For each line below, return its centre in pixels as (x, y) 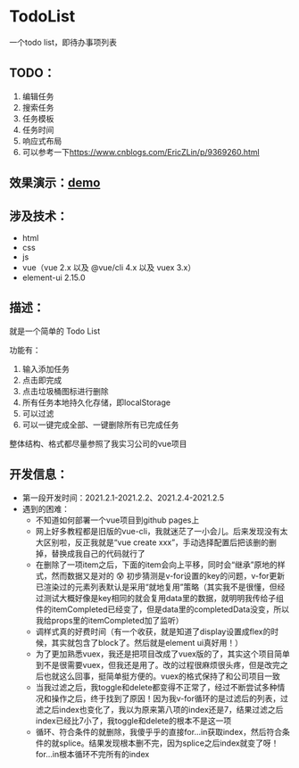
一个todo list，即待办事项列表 (63, 42)
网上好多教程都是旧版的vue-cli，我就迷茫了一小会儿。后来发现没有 (158, 531)
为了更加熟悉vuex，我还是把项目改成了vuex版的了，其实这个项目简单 (162, 654)
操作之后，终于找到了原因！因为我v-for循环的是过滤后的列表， (166, 698)
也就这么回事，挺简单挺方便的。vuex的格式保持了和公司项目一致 (162, 676)
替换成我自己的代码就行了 (98, 553)
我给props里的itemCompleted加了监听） (110, 620)
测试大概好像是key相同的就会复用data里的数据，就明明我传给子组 (163, 598)
